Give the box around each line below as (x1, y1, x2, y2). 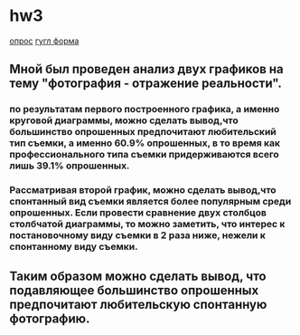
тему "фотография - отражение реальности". (9, 76, 282, 91)
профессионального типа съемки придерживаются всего (9, 148, 279, 161)
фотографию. (9, 311, 90, 326)
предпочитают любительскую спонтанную (9, 296, 267, 312)
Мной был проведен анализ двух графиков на (9, 62, 285, 77)
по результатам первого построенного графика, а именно (9, 103, 280, 116)
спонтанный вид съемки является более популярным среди (9, 196, 292, 208)
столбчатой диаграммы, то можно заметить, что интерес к (9, 218, 286, 231)
